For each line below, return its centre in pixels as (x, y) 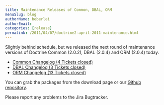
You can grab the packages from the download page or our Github (73, 82)
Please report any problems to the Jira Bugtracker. (57, 97)
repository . (16, 87)
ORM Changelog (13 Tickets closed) (49, 72)
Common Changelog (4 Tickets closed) (53, 62)
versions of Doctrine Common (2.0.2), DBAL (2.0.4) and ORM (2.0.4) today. (82, 52)
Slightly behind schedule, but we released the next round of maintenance (80, 47)
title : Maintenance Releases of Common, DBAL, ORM (59, 10)
